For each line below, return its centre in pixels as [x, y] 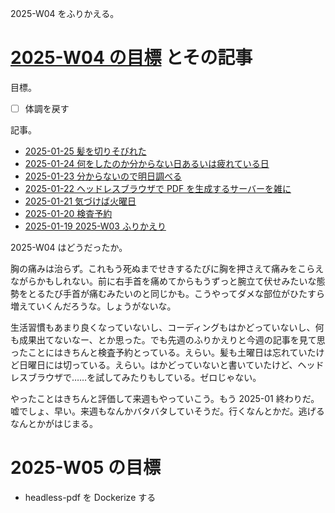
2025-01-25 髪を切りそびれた [85, 151]
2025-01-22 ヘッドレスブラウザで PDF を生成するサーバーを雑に [158, 188]
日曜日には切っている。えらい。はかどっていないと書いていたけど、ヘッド [171, 365]
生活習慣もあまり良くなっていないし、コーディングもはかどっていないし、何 [167, 327]
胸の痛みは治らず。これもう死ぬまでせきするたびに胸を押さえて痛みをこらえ [167, 268]
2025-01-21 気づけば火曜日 [80, 201]
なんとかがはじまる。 [54, 423]
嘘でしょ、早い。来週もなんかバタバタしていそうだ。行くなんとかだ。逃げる [167, 411]
